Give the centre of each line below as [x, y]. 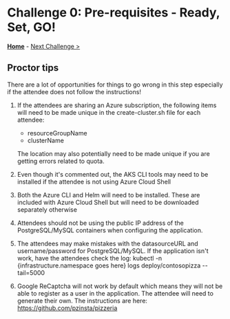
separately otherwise [47, 209]
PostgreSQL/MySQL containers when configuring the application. [110, 230]
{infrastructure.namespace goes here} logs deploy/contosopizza [109, 265]
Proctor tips [33, 68]
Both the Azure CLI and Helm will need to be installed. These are [108, 195]
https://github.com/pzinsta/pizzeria [67, 308]
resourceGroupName [57, 133]
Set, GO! [32, 27]
